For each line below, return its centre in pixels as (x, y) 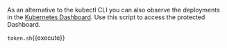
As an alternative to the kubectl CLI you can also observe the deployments (113, 10)
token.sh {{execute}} (36, 38)
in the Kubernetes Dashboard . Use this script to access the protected (106, 17)
